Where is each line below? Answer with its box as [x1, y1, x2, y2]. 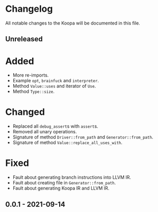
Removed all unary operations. [12, 129, 77, 135]
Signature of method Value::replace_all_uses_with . [12, 139, 123, 146]
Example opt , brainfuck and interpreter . [12, 78, 99, 84]
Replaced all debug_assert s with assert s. [12, 123, 98, 129]
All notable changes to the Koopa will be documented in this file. [5, 20, 140, 26]
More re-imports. [12, 72, 49, 78]
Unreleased [5, 35, 43, 43]
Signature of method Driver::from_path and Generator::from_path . [12, 134, 154, 140]
